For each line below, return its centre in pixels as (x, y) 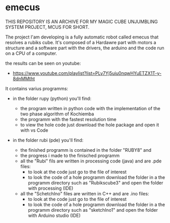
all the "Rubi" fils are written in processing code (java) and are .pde (91, 161)
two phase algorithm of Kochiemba (57, 114)
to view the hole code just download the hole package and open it (90, 125)
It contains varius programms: (37, 88)
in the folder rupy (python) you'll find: (52, 98)
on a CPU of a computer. (31, 53)
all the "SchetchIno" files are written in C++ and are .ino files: (85, 193)
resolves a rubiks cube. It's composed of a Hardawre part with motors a (81, 42)
